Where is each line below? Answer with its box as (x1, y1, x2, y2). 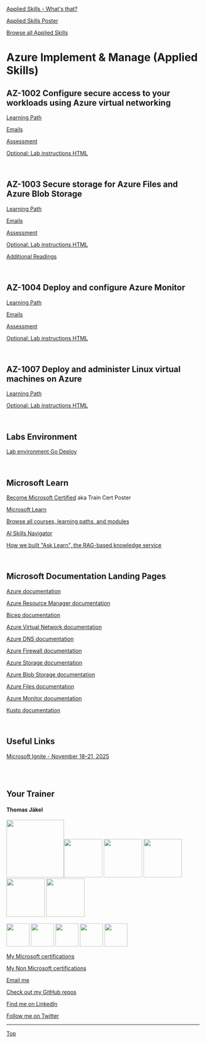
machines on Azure (6, 374, 83, 385)
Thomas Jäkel (6, 806, 43, 813)
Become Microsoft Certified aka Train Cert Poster (6, 494, 131, 501)
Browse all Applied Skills (6, 29, 69, 36)
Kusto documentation (6, 706, 61, 714)
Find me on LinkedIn (6, 1001, 58, 1008)
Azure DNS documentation (6, 635, 74, 643)
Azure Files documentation (6, 682, 75, 690)
